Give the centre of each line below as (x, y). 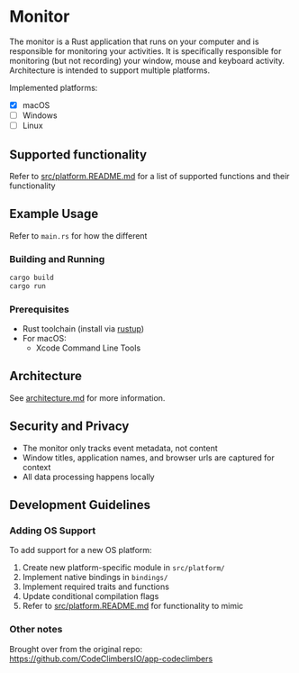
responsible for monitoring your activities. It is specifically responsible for (145, 50)
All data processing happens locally (88, 477)
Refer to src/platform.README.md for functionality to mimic (133, 606)
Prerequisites (39, 309)
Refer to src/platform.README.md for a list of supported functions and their (149, 176)
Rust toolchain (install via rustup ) (83, 329)
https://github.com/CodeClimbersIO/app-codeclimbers (111, 659)
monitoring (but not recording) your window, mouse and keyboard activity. (147, 60)
